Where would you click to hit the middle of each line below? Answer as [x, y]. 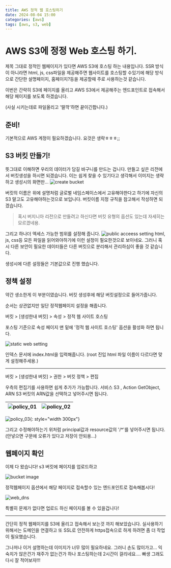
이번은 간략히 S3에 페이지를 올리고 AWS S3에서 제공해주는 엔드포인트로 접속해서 [85, 90]
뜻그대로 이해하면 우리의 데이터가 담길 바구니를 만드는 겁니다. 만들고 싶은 [77, 169]
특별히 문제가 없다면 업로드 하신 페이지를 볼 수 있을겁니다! [62, 508]
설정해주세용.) [24, 360]
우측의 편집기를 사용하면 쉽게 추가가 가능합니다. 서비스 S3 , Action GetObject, [83, 387]
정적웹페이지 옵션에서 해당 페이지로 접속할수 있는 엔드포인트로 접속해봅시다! [80, 487]
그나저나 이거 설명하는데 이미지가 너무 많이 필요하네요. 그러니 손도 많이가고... [81, 548]
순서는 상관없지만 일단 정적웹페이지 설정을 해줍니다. [56, 305]
